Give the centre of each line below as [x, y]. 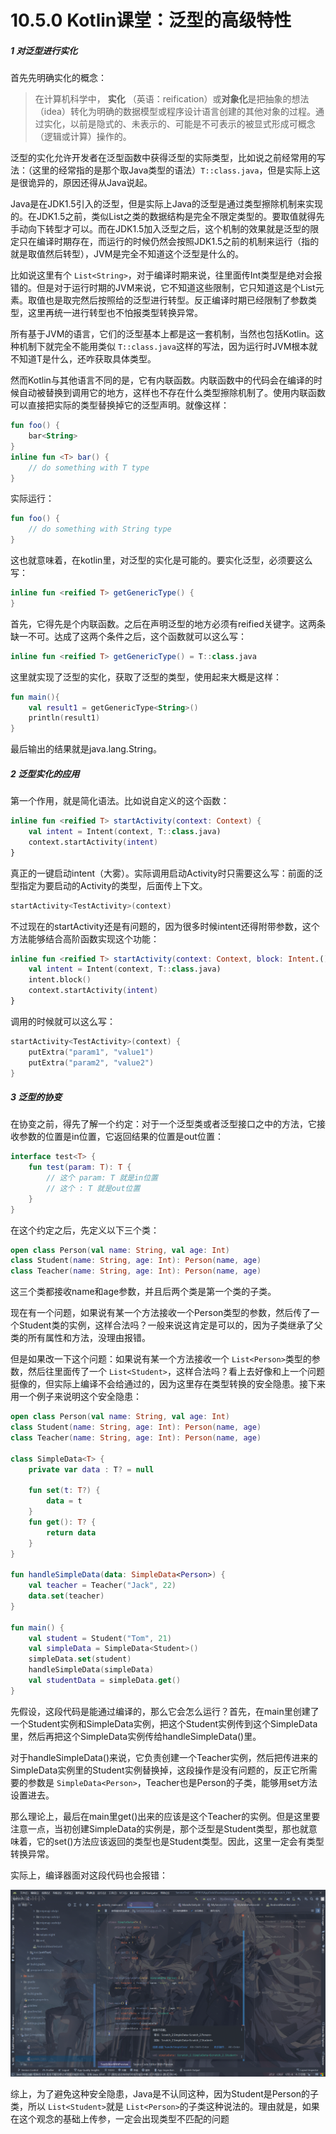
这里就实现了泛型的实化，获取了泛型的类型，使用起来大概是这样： [146, 677]
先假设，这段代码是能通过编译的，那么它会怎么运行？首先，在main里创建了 [165, 1711]
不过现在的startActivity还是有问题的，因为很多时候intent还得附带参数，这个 [165, 926]
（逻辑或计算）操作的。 [83, 137]
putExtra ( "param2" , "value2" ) [91, 1062]
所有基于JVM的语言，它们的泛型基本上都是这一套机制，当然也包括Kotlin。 [163, 334]
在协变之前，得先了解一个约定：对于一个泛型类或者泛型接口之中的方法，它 [163, 1124]
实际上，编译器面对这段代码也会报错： [89, 1875]
